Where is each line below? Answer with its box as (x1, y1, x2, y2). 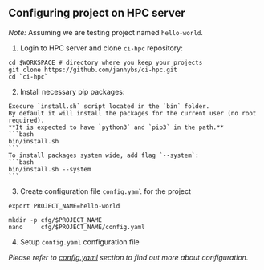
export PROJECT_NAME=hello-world (8, 202, 120, 210)
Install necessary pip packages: (19, 87, 125, 96)
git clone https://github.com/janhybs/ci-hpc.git (8, 66, 178, 74)
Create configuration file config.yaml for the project (19, 186, 191, 195)
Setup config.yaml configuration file (19, 236, 140, 247)
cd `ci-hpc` (8, 72, 48, 81)
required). (8, 116, 45, 124)
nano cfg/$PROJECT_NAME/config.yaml (8, 223, 146, 231)
